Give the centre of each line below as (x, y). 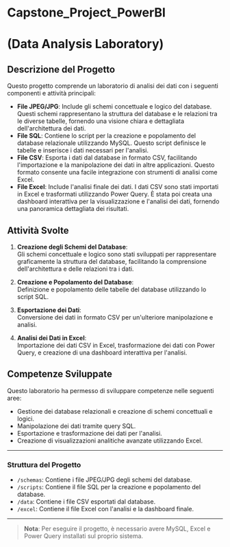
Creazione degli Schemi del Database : (72, 247)
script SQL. (33, 297)
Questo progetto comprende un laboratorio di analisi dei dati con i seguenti (113, 86)
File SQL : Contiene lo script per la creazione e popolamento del (106, 136)
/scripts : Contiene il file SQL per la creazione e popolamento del (108, 487)
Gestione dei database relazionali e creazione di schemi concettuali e (115, 411)
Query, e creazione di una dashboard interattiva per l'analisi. (102, 353)
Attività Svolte (38, 231)
